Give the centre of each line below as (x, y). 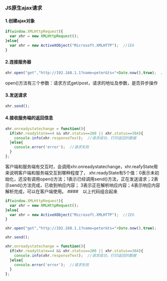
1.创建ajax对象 (20, 20)
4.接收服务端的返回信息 (29, 118)
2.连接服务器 (18, 62)
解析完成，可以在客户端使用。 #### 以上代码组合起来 (61, 191)
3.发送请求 (16, 95)
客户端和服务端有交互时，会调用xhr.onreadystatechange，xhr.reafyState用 (82, 166)
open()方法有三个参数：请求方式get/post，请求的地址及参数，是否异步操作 (82, 83)
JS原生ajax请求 (24, 7)
